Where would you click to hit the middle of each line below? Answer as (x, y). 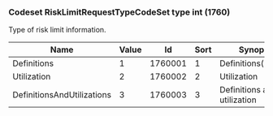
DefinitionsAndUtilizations (62, 95)
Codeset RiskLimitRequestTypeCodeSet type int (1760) (119, 12)
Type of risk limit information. (58, 30)
